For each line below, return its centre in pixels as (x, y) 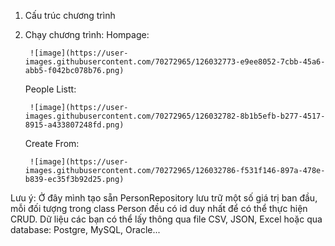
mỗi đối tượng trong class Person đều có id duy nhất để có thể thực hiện (159, 208)
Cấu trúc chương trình (70, 15)
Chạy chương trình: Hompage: (87, 34)
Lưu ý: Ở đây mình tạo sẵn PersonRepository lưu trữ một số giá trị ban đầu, (164, 198)
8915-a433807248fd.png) (74, 125)
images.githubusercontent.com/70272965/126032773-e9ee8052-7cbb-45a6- (175, 62)
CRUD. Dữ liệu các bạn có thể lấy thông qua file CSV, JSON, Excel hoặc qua (166, 219)
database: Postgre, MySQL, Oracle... (85, 229)
